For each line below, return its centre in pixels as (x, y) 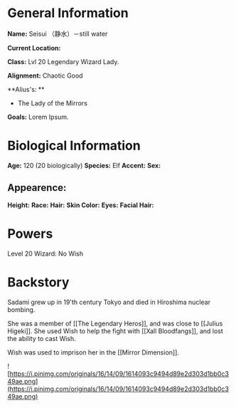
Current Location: (34, 48)
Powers (30, 234)
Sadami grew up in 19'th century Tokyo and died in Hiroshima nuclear (109, 302)
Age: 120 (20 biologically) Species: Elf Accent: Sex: (84, 165)
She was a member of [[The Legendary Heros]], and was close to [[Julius (115, 323)
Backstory (38, 282)
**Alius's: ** (26, 89)
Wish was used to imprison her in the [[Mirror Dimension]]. (93, 352)
